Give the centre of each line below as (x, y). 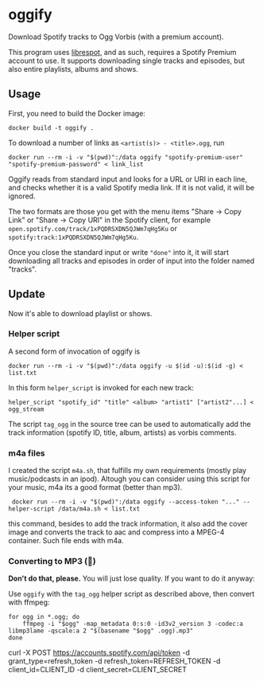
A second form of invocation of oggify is (74, 351)
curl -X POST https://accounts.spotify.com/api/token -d (99, 653)
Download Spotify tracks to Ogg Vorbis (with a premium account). (116, 37)
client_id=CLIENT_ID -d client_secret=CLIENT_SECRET (97, 670)
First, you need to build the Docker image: (77, 113)
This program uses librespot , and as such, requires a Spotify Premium (122, 52)
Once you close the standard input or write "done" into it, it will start (118, 252)
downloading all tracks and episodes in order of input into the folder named (131, 260)
